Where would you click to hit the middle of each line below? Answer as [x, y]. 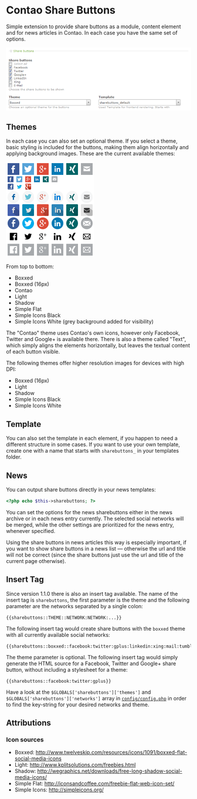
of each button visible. [33, 352]
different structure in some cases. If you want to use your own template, [93, 444]
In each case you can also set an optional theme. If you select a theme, [92, 141]
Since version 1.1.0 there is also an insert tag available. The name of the [92, 594]
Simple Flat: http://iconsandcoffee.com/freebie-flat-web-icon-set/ [94, 784]
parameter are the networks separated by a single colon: [75, 606]
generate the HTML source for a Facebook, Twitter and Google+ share [91, 663]
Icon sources [25, 740]
